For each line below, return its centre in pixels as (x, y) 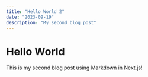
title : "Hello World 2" (36, 11)
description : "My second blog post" (51, 22)
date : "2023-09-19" (30, 17)
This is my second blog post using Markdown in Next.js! (75, 68)
